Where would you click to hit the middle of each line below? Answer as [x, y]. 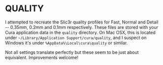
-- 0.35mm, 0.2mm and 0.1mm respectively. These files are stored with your [82, 27]
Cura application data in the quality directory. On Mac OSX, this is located [80, 32]
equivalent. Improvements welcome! [42, 57]
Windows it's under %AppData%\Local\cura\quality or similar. [67, 43]
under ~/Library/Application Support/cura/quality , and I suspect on [76, 38]
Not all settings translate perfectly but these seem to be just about [72, 52]
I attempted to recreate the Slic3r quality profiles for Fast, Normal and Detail [82, 22]
